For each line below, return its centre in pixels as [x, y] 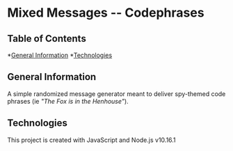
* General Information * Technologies [60, 55]
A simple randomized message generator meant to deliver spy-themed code [116, 94]
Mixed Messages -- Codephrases [106, 13]
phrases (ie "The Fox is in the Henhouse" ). [68, 101]
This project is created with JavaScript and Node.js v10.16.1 [91, 140]
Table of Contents [47, 39]
